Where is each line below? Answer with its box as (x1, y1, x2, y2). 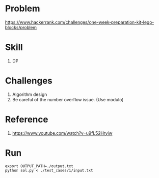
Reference (5, 114, 48, 125)
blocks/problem (5, 24, 37, 30)
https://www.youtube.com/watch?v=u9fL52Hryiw (12, 130, 113, 136)
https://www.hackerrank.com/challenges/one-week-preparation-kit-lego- (5, 19, 155, 25)
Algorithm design (12, 91, 48, 97)
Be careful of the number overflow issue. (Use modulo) (12, 96, 124, 102)
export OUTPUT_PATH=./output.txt (5, 163, 74, 169)
